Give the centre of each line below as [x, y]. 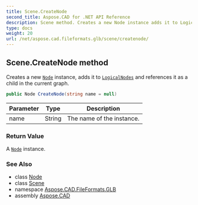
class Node [28, 177]
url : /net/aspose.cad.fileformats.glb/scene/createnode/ [77, 39]
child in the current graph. [38, 83]
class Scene [29, 183]
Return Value [25, 136]
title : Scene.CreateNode [37, 11]
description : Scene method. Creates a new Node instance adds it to [92, 22]
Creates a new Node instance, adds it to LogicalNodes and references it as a [97, 77]
